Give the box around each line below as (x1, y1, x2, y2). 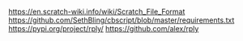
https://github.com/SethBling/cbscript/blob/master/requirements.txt (8, 15, 235, 25)
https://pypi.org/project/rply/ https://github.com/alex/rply (8, 24, 199, 33)
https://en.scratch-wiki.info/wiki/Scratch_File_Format (8, 7, 185, 16)
